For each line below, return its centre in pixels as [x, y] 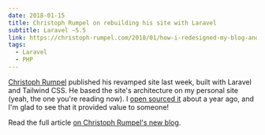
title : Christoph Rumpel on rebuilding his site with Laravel [112, 23]
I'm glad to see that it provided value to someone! [89, 107]
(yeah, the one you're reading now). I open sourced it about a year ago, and [131, 99]
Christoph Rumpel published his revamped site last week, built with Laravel [130, 82]
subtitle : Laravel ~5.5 [47, 30]
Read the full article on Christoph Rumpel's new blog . [95, 122]
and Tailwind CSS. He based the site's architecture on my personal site [123, 90]
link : [17, 37]
